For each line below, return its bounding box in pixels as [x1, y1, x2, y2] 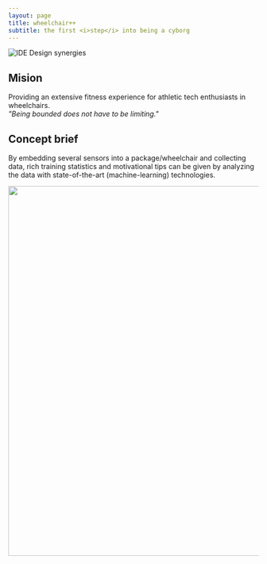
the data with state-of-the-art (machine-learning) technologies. [8, 170, 216, 180]
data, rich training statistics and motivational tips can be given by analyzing [8, 162, 254, 171]
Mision [8, 71, 43, 84]
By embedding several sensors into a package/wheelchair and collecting [8, 153, 246, 163]
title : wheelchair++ [8, 19, 77, 27]
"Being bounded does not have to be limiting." [8, 109, 159, 119]
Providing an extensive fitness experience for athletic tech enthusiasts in [8, 92, 246, 102]
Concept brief [8, 132, 79, 145]
